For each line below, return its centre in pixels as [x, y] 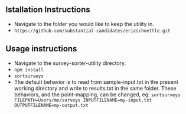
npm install [29, 70]
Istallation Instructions [48, 10]
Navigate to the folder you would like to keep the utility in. [84, 24]
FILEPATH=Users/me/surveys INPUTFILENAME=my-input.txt [83, 100]
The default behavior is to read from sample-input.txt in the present [96, 82]
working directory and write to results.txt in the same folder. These [95, 88]
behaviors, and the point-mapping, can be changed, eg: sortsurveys [97, 95]
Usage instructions [41, 49]
